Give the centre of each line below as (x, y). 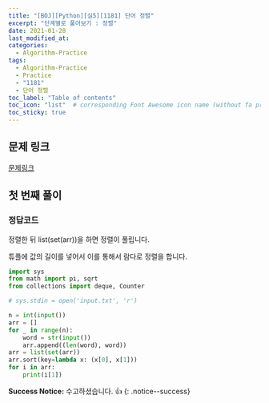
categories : (28, 46)
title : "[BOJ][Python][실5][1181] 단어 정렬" (81, 16)
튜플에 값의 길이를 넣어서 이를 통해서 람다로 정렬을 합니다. (98, 256)
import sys (26, 272)
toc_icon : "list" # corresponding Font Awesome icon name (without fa (130, 105)
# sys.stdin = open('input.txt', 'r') (73, 301)
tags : (17, 61)
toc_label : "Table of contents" (62, 98)
